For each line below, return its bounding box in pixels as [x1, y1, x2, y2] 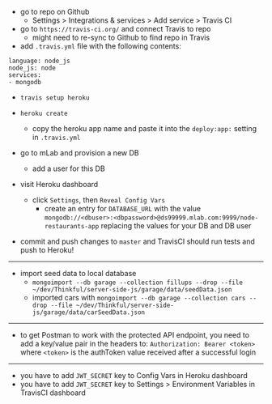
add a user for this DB [32, 164, 105, 173]
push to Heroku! [19, 245, 74, 254]
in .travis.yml [32, 133, 81, 142]
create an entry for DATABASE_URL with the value [44, 204, 201, 213]
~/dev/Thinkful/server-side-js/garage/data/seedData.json [32, 286, 232, 294]
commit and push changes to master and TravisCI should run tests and [19, 236, 255, 246]
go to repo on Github [19, 7, 90, 16]
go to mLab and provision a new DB [19, 148, 139, 157]
